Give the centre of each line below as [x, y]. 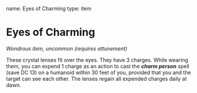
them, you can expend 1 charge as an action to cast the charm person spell [98, 66]
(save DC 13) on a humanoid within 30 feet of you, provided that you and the [98, 72]
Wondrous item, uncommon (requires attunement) [67, 48]
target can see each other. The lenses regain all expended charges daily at [96, 78]
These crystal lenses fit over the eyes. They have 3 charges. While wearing [97, 60]
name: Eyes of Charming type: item [49, 9]
